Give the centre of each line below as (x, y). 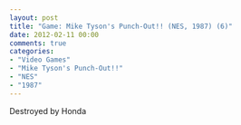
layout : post (34, 18)
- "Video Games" (40, 60)
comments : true (38, 43)
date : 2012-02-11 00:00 (54, 34)
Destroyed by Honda (48, 111)
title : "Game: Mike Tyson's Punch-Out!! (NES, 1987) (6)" (121, 26)
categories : (32, 52)
